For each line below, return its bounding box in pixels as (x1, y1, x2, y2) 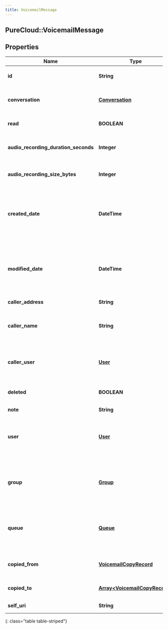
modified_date (7, 265, 43, 272)
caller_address (7, 298, 44, 305)
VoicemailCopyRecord (98, 560, 153, 567)
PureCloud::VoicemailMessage (5, 26, 104, 35)
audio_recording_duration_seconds (7, 144, 94, 151)
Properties (5, 43, 39, 52)
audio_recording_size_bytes (7, 171, 76, 178)
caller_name (7, 322, 38, 329)
